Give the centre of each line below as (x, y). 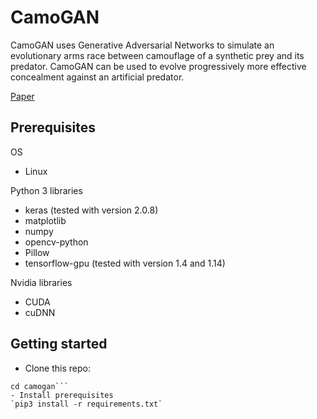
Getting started (59, 344)
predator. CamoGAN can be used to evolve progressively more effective (158, 66)
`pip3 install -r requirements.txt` (86, 404)
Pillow (37, 252)
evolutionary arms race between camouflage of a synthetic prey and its (157, 55)
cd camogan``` (40, 386)
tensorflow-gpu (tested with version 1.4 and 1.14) (125, 263)
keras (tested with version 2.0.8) (91, 210)
